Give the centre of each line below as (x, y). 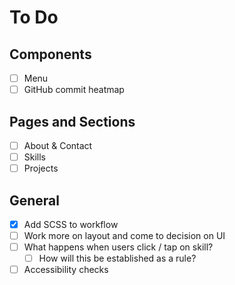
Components (50, 54)
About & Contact (58, 145)
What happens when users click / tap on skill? (118, 247)
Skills (35, 157)
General (35, 200)
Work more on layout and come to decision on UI (124, 235)
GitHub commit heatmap (74, 90)
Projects (41, 168)
